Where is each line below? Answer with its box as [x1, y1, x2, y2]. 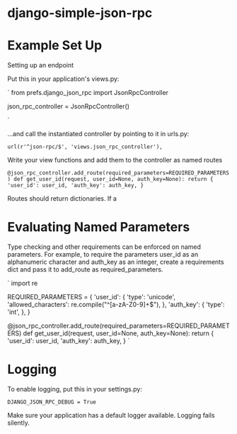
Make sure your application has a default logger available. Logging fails [7, 411, 215, 419]
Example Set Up [7, 38, 103, 54]
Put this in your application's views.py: [7, 74, 120, 83]
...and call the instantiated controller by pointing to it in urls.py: [7, 130, 190, 138]
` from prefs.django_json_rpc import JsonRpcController [7, 89, 168, 97]
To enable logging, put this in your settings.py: [7, 385, 143, 393]
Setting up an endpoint [7, 61, 74, 69]
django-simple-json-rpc [7, 5, 153, 21]
